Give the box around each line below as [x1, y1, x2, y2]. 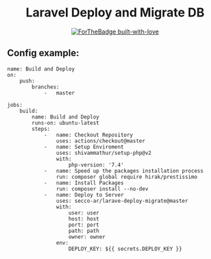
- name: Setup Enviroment [43, 143, 125, 150]
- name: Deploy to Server [43, 191, 125, 198]
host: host [68, 215, 99, 222]
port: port [68, 221, 99, 228]
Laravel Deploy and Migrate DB [25, 5, 205, 21]
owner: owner [68, 233, 106, 241]
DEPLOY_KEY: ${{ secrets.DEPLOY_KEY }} [68, 245, 183, 252]
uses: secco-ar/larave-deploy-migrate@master [55, 197, 188, 204]
